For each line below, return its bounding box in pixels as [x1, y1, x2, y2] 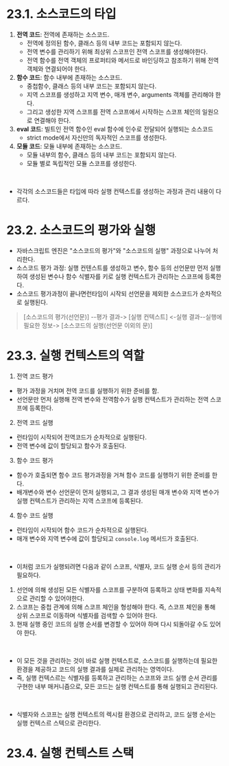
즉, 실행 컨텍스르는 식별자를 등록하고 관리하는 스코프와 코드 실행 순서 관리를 [16, 673, 218, 681]
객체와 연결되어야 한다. [26, 65, 88, 73]
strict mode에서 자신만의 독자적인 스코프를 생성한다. [26, 133, 167, 142]
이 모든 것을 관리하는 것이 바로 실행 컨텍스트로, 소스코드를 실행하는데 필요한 [16, 656, 218, 664]
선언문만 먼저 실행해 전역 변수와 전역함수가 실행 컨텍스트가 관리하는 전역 [16, 395, 209, 403]
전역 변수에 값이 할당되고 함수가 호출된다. [16, 441, 127, 450]
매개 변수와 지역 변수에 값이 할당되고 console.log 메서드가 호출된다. [16, 534, 199, 543]
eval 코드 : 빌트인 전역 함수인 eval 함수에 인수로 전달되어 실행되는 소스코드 [16, 124, 214, 133]
